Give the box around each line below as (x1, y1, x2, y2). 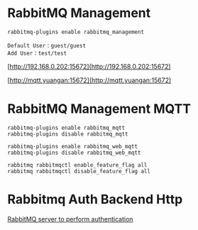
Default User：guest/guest (7, 42, 87, 49)
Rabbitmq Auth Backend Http (7, 192, 183, 207)
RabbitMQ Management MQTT (7, 101, 192, 117)
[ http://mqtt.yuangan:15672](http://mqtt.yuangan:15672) (7, 76, 172, 84)
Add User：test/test (7, 50, 67, 57)
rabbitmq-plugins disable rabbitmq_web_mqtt (7, 149, 141, 156)
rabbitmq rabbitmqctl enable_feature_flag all (7, 161, 148, 168)
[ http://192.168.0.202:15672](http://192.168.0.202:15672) (7, 62, 172, 70)
